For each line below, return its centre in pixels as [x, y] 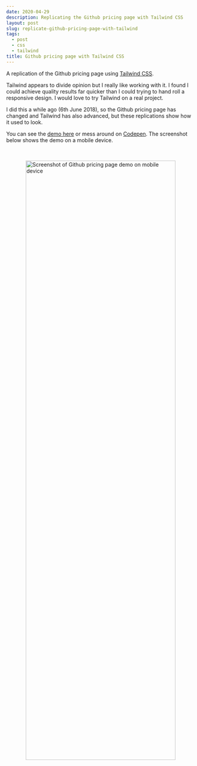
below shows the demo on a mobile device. [60, 140]
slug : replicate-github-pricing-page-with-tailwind [72, 28]
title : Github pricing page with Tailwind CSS [65, 56]
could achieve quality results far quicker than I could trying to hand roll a [96, 91]
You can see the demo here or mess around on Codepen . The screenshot [97, 134]
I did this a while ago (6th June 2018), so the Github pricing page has [91, 109]
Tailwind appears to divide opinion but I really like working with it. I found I [97, 85]
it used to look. [25, 122]
